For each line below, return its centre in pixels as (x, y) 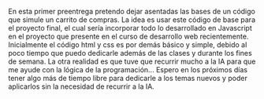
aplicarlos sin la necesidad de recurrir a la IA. (82, 86)
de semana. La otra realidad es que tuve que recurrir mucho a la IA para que (132, 61)
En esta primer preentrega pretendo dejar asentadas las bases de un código (132, 11)
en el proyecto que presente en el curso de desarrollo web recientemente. (128, 36)
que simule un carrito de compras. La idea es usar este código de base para (132, 20)
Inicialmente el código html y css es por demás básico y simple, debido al (128, 45)
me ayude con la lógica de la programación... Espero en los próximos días (128, 70)
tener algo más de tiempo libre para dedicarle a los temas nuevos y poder (128, 78)
